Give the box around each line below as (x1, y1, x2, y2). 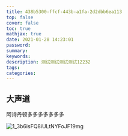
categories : (6, 70, 36, 76)
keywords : (6, 53, 31, 59)
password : (6, 43, 31, 49)
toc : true (6, 25, 31, 32)
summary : (6, 48, 28, 54)
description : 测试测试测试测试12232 (6, 59, 91, 65)
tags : (6, 64, 20, 71)
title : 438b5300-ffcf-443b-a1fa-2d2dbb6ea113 (6, 8, 122, 15)
